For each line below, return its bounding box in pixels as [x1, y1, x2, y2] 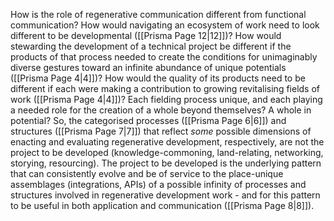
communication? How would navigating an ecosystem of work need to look [10, 19, 320, 31]
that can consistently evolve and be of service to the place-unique [10, 168, 284, 179]
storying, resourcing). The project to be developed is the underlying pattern [10, 157, 322, 169]
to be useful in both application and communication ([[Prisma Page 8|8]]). [10, 200, 315, 211]
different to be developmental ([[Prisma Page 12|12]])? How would [10, 30, 282, 41]
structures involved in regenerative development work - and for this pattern [10, 189, 321, 201]
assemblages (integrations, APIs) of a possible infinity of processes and [10, 179, 307, 190]
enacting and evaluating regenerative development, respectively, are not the [10, 136, 325, 148]
